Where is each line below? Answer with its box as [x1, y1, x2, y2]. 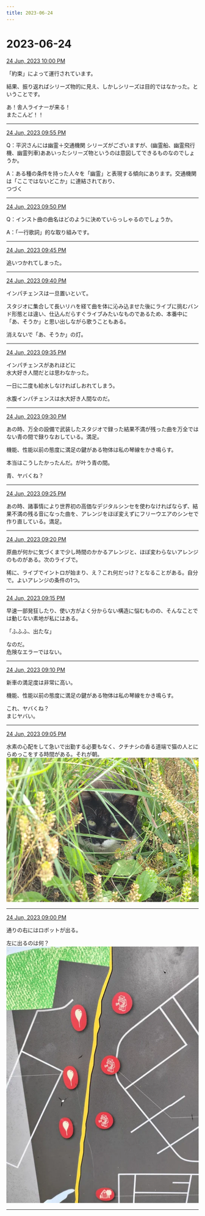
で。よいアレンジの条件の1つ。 [6, 576, 84, 584]
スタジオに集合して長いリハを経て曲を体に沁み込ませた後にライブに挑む [6, 302, 188, 309]
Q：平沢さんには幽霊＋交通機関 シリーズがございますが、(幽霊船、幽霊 [6, 141, 185, 149]
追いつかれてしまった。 [6, 259, 65, 266]
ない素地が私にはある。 [22, 614, 81, 622]
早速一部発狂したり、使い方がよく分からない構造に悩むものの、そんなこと [6, 607, 193, 614]
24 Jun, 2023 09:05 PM [6, 730, 67, 737]
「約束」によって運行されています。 [6, 70, 96, 77]
